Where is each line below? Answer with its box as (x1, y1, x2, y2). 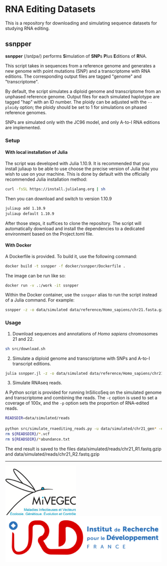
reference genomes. (5, 109, 47, 115)
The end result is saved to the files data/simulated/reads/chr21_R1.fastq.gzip (5, 446, 162, 452)
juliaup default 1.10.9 (5, 211, 55, 216)
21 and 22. (12, 336, 34, 342)
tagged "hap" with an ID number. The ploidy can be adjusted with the (5, 99, 147, 105)
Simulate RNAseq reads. (12, 380, 62, 386)
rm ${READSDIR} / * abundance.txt (5, 437, 70, 442)
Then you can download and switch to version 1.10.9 (5, 196, 112, 202)
